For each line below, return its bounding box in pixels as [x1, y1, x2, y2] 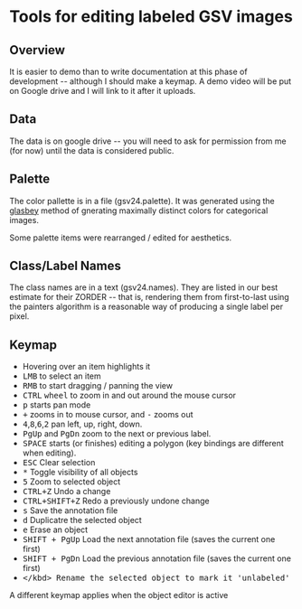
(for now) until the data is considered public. [9, 145, 175, 155]
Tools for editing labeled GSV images [9, 6, 294, 27]
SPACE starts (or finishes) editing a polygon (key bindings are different [22, 438, 285, 449]
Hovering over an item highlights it [22, 361, 151, 372]
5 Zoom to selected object [22, 476, 121, 487]
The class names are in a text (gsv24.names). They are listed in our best [9, 282, 278, 293]
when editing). [22, 447, 77, 458]
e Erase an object [22, 524, 89, 535]
